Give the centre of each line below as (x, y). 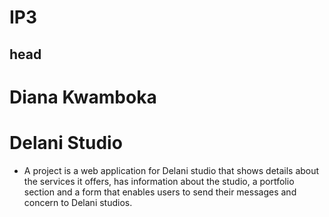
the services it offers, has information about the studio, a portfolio (159, 181)
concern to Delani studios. (78, 202)
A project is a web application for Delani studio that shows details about (171, 170)
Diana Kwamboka (83, 97)
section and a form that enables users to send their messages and (160, 192)
